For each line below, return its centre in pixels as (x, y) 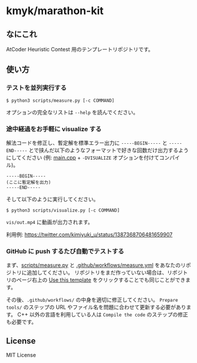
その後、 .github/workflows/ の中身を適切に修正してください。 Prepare (92, 300)
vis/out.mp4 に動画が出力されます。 (50, 222)
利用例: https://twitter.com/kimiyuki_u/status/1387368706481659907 (89, 235)
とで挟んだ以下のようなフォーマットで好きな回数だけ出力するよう (109, 150)
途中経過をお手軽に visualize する (54, 129)
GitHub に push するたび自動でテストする (65, 251)
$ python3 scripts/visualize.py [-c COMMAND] (63, 210)
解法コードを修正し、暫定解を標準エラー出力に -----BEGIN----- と (87, 143)
